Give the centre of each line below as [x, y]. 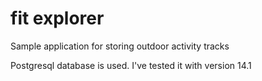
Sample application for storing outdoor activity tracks [120, 46]
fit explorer [57, 18]
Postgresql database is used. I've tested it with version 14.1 [131, 65]
